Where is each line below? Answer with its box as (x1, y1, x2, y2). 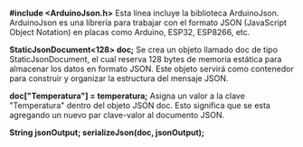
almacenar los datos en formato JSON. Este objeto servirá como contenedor (9, 63, 294, 74)
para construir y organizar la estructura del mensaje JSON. (9, 73, 229, 84)
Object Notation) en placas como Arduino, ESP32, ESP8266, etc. (9, 27, 251, 37)
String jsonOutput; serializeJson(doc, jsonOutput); (9, 127, 205, 138)
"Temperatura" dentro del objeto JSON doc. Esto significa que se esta (9, 100, 271, 111)
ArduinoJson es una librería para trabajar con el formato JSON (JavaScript (9, 17, 288, 28)
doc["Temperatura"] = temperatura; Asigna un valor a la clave (9, 90, 246, 101)
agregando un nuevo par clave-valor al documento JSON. (9, 110, 224, 120)
